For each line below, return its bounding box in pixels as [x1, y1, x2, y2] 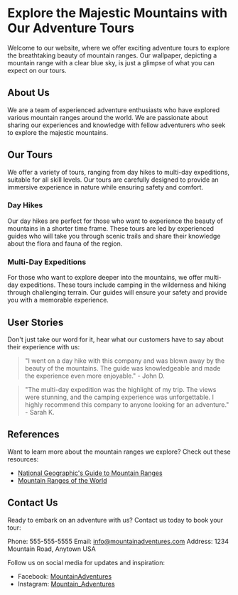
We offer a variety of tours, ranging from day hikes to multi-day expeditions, [7, 168, 229, 176]
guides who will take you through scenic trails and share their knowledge [7, 231, 221, 240]
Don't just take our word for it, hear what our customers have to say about [7, 335, 224, 344]
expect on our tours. [7, 66, 67, 75]
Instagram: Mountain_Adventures [17, 579, 115, 588]
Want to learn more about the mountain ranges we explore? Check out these [7, 447, 231, 456]
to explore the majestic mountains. [7, 128, 109, 136]
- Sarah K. [24, 408, 55, 416]
